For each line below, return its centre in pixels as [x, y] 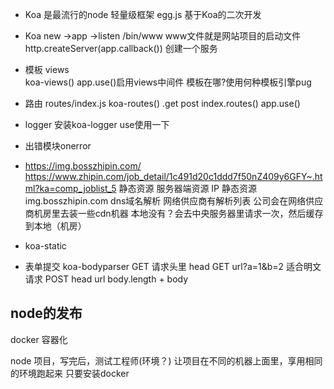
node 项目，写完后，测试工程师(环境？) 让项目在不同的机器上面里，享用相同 [166, 360]
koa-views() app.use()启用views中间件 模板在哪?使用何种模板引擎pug [168, 82]
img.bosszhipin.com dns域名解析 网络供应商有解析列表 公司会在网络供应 [174, 201]
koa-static [45, 246]
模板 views [47, 69]
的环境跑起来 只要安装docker [70, 373]
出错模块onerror [58, 146]
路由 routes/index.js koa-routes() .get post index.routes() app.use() [162, 103]
